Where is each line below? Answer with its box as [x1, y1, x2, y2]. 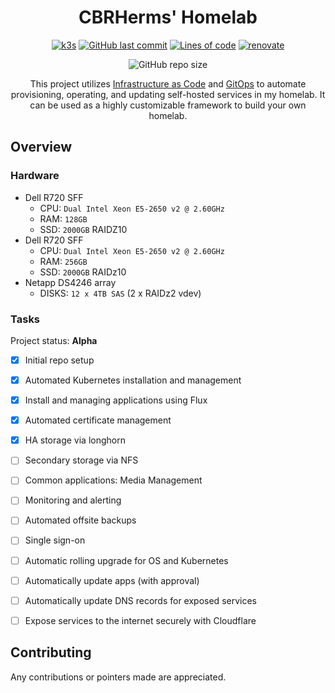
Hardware [10, 169, 60, 183]
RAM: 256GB [39, 255, 88, 267]
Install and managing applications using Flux [24, 394, 208, 406]
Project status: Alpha [10, 334, 98, 346]
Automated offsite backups [24, 514, 137, 526]
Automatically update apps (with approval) [24, 574, 200, 586]
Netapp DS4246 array [24, 276, 117, 288]
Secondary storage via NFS [24, 454, 139, 466]
